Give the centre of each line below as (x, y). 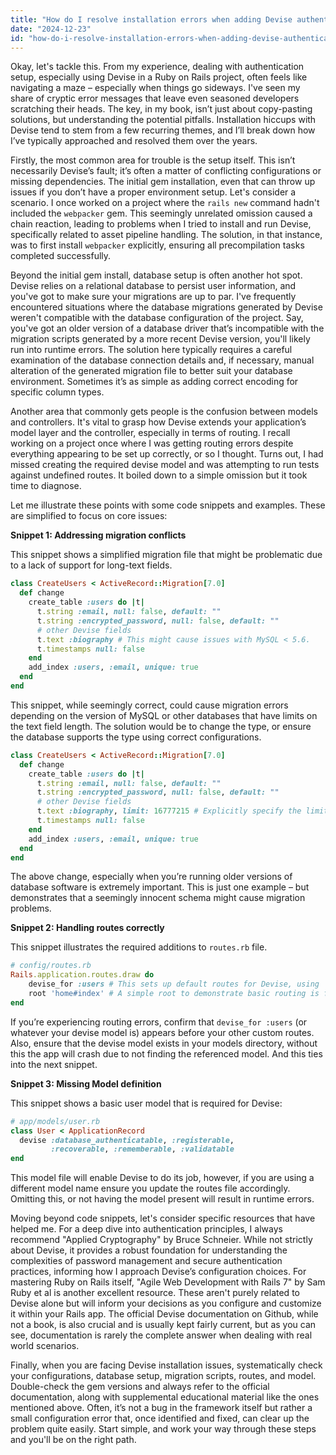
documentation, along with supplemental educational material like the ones (165, 1397)
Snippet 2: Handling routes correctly (87, 928)
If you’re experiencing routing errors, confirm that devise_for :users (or (159, 1022)
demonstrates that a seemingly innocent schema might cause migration (158, 898)
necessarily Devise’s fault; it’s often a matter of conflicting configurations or (166, 171)
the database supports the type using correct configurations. (136, 737)
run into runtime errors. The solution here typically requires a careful (151, 350)
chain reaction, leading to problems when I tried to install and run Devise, (161, 224)
